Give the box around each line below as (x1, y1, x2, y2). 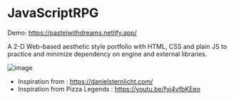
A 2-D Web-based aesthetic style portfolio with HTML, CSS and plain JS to (7, 42, 228, 50)
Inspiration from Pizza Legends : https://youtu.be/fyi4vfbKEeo (17, 84, 201, 93)
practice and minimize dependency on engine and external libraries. (7, 50, 208, 58)
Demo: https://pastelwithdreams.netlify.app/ (7, 28, 137, 37)
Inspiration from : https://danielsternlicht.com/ (17, 77, 153, 86)
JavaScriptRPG (7, 5, 99, 21)
